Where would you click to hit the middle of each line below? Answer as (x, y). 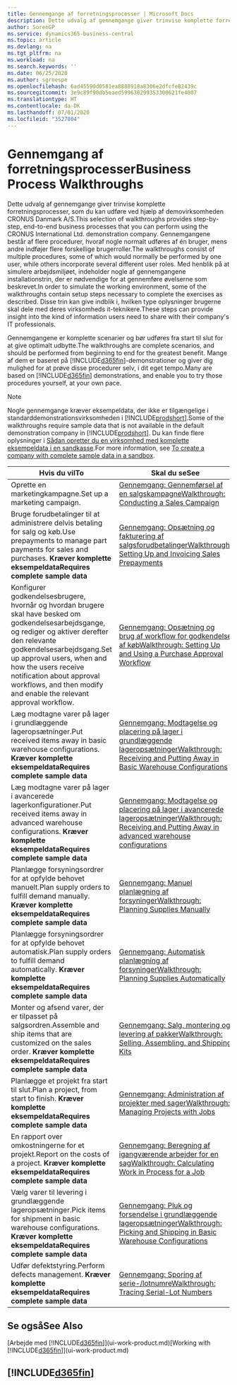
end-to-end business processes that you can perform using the (116, 226)
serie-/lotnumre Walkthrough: (168, 1283)
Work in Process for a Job (162, 1171)
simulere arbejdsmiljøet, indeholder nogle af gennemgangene (97, 271)
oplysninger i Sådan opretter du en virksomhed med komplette (98, 440)
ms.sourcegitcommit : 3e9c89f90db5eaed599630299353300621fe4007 (102, 93)
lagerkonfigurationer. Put (51, 805)
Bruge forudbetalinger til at (55, 514)
